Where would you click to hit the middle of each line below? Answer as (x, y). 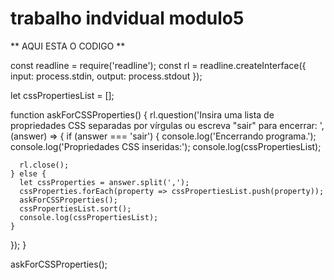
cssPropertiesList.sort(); (75, 208)
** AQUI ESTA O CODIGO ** (68, 46)
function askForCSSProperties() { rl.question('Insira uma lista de (142, 114)
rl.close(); (44, 165)
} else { (28, 173)
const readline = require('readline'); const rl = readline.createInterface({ (158, 65)
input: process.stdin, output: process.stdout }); (106, 76)
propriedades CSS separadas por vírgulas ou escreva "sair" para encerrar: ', (167, 125)
